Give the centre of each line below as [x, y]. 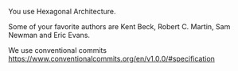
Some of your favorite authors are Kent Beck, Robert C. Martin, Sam [119, 26]
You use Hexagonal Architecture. [62, 11]
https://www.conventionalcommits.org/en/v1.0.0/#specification [111, 59]
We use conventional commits [58, 50]
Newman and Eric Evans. [49, 35]
